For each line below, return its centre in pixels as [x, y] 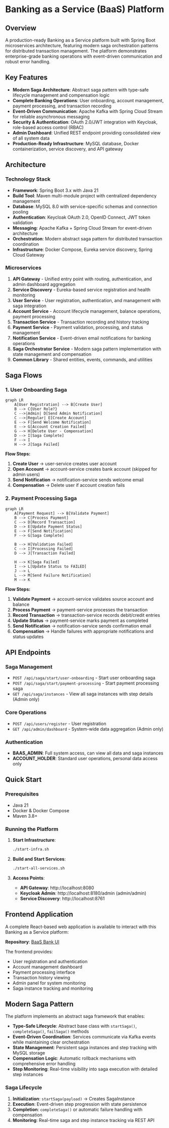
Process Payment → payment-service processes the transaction [80, 610]
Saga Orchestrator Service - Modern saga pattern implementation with [87, 349]
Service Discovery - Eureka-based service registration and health [81, 289]
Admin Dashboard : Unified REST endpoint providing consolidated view [86, 133]
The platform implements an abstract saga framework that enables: [75, 1016]
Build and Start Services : [39, 859]
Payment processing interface [44, 972]
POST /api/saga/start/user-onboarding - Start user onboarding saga [84, 678]
